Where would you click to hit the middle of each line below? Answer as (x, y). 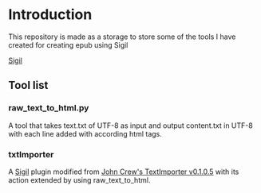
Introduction (50, 15)
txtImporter (31, 154)
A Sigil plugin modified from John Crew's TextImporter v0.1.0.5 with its (124, 172)
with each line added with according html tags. (85, 133)
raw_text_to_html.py (49, 108)
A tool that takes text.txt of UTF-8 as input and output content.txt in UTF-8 (130, 125)
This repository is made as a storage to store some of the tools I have (122, 37)
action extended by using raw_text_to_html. (79, 179)
